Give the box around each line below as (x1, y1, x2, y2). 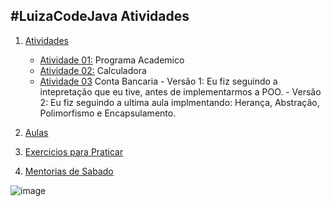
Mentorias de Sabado (24, 165, 114, 177)
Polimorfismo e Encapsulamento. (39, 107, 177, 119)
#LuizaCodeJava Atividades (10, 8, 190, 25)
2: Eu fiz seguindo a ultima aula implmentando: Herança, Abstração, (39, 96, 320, 108)
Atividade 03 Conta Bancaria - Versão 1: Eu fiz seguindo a (39, 75, 278, 87)
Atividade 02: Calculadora (39, 64, 147, 76)
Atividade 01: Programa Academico (39, 54, 185, 66)
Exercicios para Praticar (24, 145, 124, 158)
